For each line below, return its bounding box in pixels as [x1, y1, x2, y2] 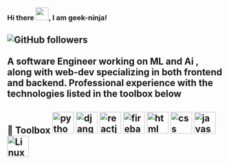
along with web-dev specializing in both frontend [7, 66, 222, 79]
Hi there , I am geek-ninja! [7, 12, 108, 22]
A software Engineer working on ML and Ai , [7, 56, 199, 68]
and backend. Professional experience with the [7, 77, 213, 89]
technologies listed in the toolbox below [7, 88, 182, 100]
